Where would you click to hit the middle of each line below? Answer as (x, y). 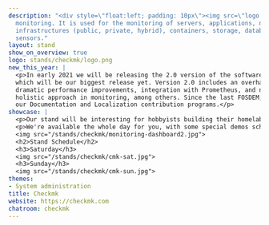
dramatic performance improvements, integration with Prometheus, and (136, 90)
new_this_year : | (37, 68)
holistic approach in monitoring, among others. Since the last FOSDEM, (139, 97)
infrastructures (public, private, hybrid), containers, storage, (128, 30)
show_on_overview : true (48, 53)
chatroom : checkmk (39, 208)
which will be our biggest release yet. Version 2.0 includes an (127, 82)
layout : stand (32, 45)
